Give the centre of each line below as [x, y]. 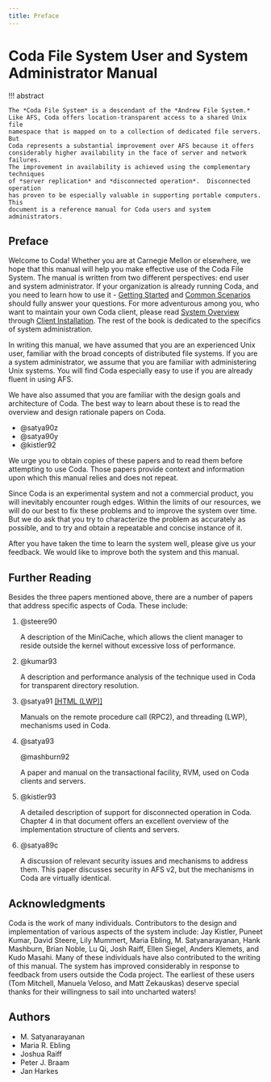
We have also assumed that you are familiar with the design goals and [124, 395]
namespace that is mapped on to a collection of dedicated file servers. [135, 131]
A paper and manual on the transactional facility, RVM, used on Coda [135, 772]
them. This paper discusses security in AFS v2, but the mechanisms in [137, 869]
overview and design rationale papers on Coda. [87, 412]
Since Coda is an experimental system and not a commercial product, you [131, 493]
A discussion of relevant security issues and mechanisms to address [134, 861]
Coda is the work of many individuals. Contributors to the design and [123, 923]
